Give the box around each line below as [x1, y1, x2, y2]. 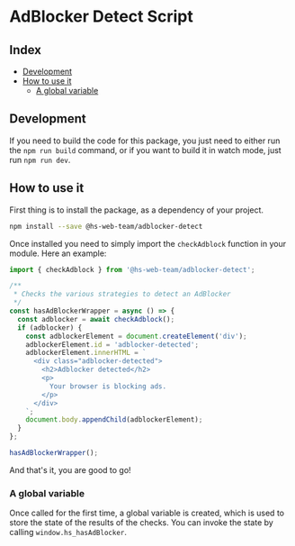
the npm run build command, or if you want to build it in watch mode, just [9, 144, 282, 155]
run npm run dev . [9, 154, 71, 165]
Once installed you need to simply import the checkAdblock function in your [9, 238, 286, 249]
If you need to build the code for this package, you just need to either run [9, 135, 281, 146]
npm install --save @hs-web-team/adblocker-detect [9, 222, 203, 231]
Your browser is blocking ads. [49, 381, 167, 391]
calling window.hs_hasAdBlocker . [9, 527, 128, 538]
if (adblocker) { [17, 323, 83, 332]
